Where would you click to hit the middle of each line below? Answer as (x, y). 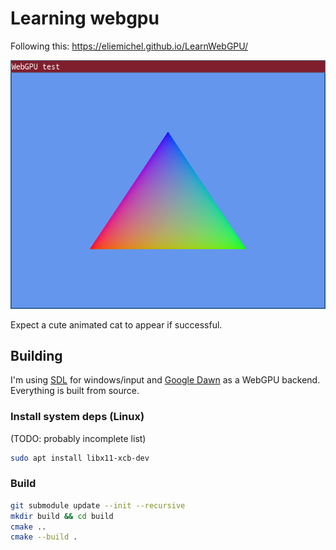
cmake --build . (44, 537)
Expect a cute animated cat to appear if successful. (116, 324)
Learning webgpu (85, 18)
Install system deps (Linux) (77, 417)
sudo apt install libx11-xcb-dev (80, 458)
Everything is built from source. (75, 391)
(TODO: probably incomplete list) (78, 438)
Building (36, 355)
